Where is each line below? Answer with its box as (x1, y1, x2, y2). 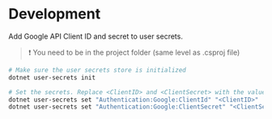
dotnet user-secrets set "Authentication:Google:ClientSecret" (8, 103, 227, 111)
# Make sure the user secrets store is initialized (8, 66, 186, 74)
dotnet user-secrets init (8, 73, 96, 81)
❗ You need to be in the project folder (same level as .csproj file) (28, 47, 240, 57)
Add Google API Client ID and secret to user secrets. (8, 31, 184, 41)
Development (8, 5, 101, 23)
